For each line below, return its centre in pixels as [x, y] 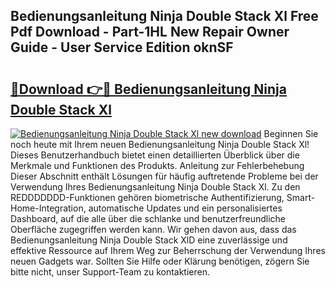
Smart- [301, 197]
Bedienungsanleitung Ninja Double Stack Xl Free [164, 16]
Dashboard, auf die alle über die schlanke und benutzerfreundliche [148, 218]
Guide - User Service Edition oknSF [122, 47]
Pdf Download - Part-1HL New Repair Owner [150, 32]
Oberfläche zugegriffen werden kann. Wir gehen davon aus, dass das [153, 229]
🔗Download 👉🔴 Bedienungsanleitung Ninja [149, 89]
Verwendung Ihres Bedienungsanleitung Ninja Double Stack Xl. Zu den [155, 187]
